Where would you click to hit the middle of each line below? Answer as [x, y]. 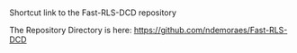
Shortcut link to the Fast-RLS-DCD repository [93, 13]
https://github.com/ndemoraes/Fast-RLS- [211, 31]
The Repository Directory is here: [71, 31]
